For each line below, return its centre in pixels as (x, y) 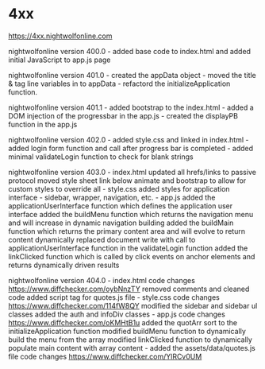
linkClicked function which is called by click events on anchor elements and (132, 256)
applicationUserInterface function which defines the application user (121, 206)
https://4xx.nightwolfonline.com (60, 36)
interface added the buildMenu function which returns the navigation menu (131, 214)
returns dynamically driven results (64, 265)
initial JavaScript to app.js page (60, 60)
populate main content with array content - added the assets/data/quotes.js (132, 348)
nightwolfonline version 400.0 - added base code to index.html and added (130, 51)
